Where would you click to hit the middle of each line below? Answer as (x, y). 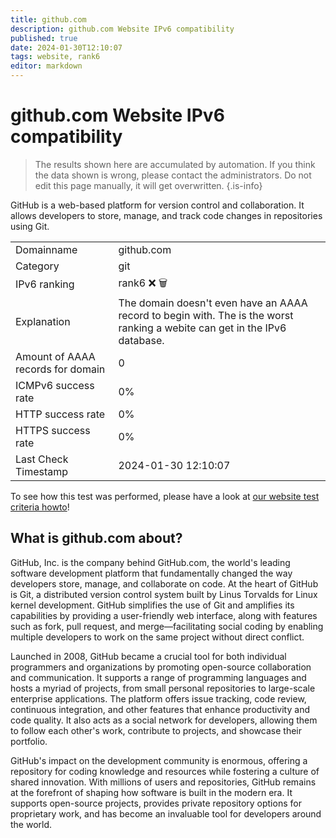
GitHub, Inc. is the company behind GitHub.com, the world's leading (150, 562)
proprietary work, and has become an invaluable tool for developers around (166, 813)
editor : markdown (46, 66)
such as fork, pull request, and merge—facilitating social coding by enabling (167, 626)
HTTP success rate (60, 414)
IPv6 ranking (45, 284)
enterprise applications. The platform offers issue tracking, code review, (158, 698)
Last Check (42, 459)
